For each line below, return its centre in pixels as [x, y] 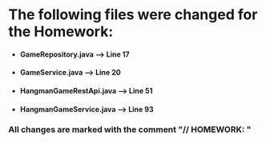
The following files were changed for [133, 15]
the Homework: [61, 32]
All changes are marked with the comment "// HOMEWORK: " [130, 129]
